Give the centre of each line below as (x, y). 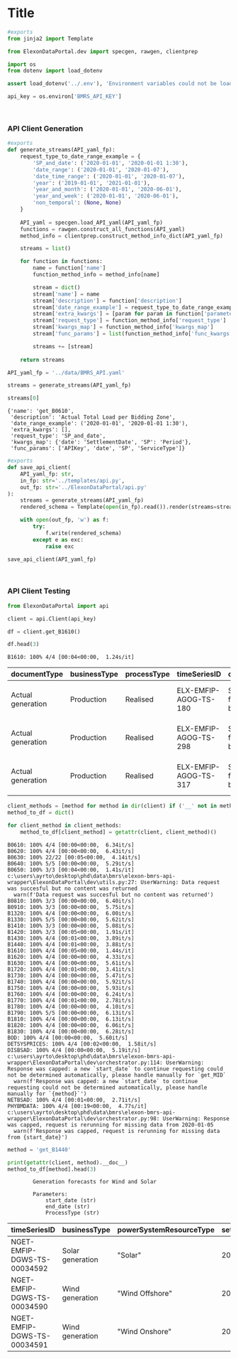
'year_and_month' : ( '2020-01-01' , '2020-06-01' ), (107, 190)
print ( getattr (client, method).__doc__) (68, 1162)
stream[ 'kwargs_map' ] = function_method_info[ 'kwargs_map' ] (123, 327)
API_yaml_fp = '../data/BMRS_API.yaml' (66, 372)
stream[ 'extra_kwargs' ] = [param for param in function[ (118, 314)
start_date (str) (71, 1200)
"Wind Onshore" (144, 1332)
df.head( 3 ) (23, 645)
